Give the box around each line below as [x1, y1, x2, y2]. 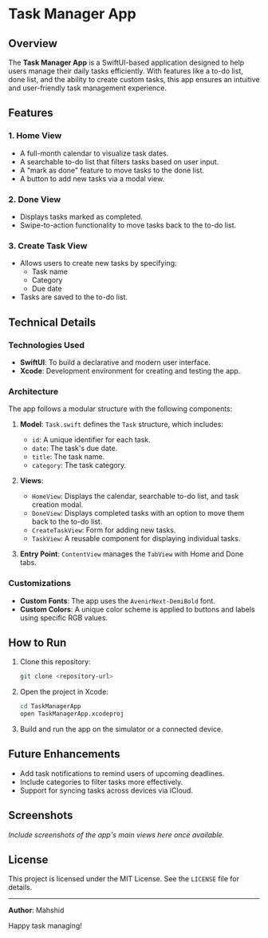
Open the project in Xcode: [19, 687, 109, 697]
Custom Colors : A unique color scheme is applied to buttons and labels [19, 604, 255, 614]
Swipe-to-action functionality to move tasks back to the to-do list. [19, 220, 237, 230]
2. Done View [8, 193, 61, 204]
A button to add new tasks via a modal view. [19, 173, 165, 184]
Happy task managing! [8, 921, 82, 931]
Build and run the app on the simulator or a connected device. [19, 724, 223, 734]
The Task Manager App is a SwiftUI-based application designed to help [8, 57, 245, 67]
